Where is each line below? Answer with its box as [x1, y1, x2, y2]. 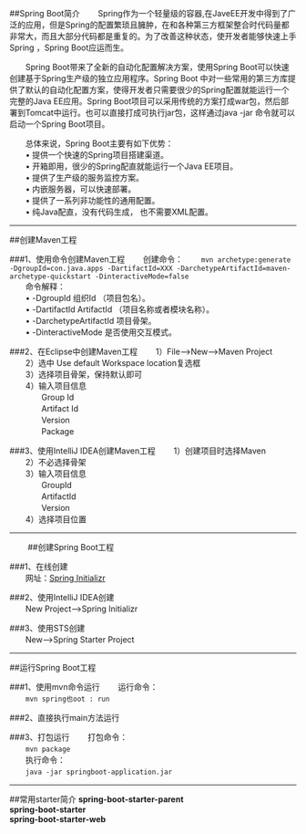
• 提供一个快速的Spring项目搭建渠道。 [25, 150, 169, 160]
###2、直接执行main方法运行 [9, 713, 120, 723]
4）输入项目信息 [25, 381, 87, 391]
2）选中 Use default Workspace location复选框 [25, 358, 201, 368]
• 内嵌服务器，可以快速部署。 [25, 183, 137, 194]
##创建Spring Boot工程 [26, 542, 115, 552]
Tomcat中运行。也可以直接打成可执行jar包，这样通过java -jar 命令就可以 [25, 108, 296, 118]
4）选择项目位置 [25, 514, 87, 525]
